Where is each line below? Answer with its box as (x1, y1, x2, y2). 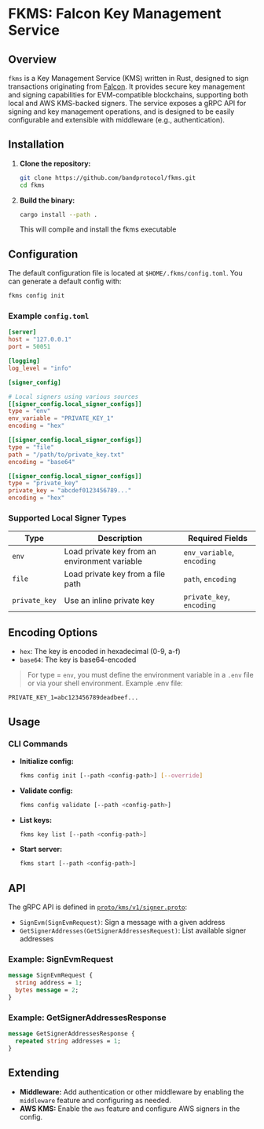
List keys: (19, 815, 53, 824)
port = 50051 (8, 343, 51, 351)
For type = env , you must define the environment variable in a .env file (27, 670, 254, 680)
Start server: (19, 845, 63, 854)
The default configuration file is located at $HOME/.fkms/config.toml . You (8, 269, 243, 278)
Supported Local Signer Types (8, 512, 127, 523)
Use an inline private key (64, 595, 155, 606)
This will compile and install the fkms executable (19, 225, 177, 234)
